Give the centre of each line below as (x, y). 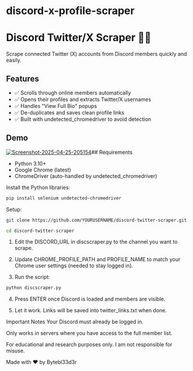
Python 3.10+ (30, 163)
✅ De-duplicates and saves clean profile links (69, 112)
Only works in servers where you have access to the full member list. (89, 333)
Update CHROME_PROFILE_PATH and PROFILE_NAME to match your (97, 259)
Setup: (14, 209)
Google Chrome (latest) (43, 170)
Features (23, 78)
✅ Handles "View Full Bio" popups (56, 106)
